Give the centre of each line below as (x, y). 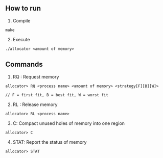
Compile (21, 20)
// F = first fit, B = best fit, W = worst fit (57, 95)
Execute (21, 39)
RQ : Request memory (36, 76)
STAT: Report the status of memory (50, 142)
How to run (23, 8)
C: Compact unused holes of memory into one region (69, 123)
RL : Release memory (35, 104)
